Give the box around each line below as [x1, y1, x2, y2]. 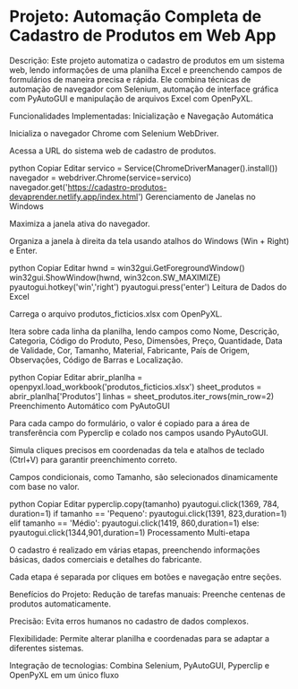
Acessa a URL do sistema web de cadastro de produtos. [9, 145, 217, 156]
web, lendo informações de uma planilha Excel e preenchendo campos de [9, 65, 283, 75]
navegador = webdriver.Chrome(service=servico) [9, 172, 192, 183]
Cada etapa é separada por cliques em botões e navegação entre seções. [9, 571, 282, 582]
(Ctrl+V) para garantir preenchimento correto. [9, 454, 178, 465]
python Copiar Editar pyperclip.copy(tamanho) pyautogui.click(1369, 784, [9, 498, 280, 509]
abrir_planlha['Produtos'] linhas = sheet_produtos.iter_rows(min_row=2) [9, 390, 275, 401]
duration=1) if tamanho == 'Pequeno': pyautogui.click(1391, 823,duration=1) [9, 508, 287, 519]
